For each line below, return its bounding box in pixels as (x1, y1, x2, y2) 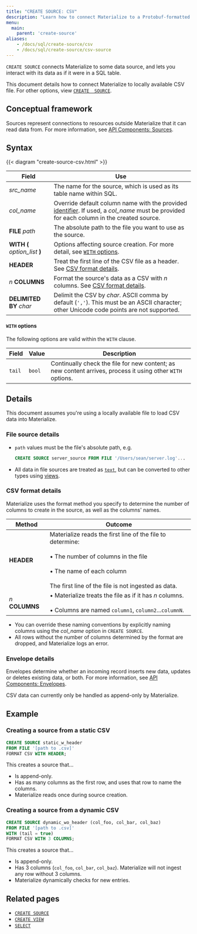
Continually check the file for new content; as (50, 359, 175, 368)
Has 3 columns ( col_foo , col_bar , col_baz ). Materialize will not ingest (14, 864, 182, 871)
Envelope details (6, 654, 55, 662)
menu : (6, 19, 19, 25)
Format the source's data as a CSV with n (53, 274, 168, 282)
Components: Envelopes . (6, 681, 67, 688)
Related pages (6, 893, 60, 903)
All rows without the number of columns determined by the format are (14, 633, 184, 641)
